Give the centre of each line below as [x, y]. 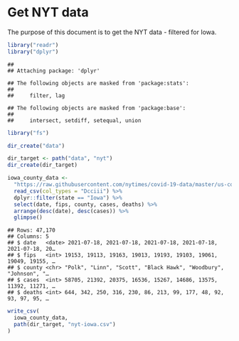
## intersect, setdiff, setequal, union [74, 120]
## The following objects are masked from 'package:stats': [99, 83]
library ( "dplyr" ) [33, 52]
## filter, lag [36, 96]
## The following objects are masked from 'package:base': [97, 108]
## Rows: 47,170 [31, 231]
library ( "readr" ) [33, 45]
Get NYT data [48, 12]
